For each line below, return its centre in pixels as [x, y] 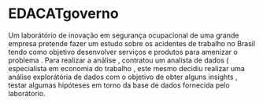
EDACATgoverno [64, 14]
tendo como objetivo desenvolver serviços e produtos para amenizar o [123, 52]
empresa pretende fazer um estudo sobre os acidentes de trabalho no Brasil [132, 43]
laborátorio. [27, 93]
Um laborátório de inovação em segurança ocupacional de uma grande [124, 35]
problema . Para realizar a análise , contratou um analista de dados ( [119, 60]
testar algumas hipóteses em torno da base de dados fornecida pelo [119, 85]
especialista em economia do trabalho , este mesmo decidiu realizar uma [127, 68]
